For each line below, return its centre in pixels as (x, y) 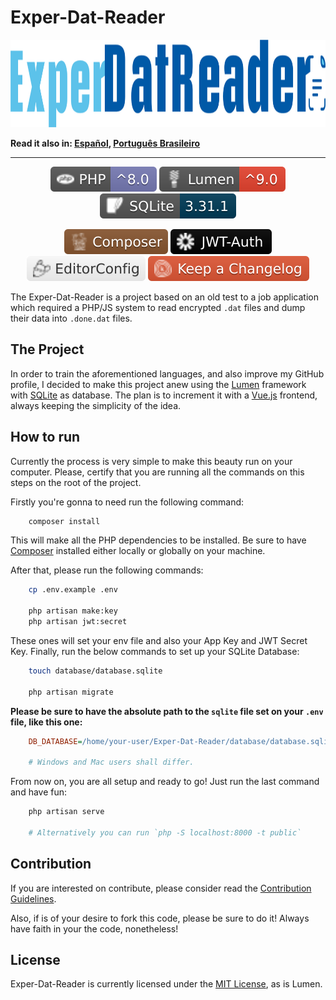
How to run (45, 437)
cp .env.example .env (73, 590)
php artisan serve (66, 812)
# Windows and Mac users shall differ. (111, 762)
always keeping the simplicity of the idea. (96, 405)
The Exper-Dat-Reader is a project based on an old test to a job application (164, 297)
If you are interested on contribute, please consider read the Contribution (161, 888)
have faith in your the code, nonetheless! (94, 928)
